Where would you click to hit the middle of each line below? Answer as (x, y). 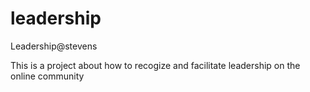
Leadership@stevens (54, 46)
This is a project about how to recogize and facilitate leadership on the (155, 65)
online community (47, 76)
